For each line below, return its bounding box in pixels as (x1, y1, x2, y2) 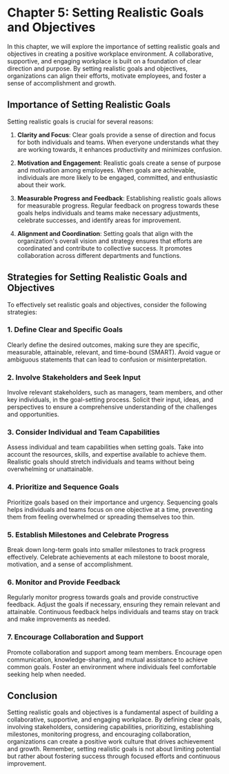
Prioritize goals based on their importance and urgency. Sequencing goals (7, 498, 219, 506)
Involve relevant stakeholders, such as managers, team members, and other (7, 388, 223, 397)
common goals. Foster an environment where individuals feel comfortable (7, 662, 217, 671)
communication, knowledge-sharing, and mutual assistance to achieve (7, 655, 208, 664)
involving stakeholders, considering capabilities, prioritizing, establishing (7, 723, 214, 731)
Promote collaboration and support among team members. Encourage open (7, 648, 222, 656)
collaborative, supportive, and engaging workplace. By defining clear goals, (7, 715, 222, 724)
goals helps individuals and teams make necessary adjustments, (17, 208, 201, 217)
